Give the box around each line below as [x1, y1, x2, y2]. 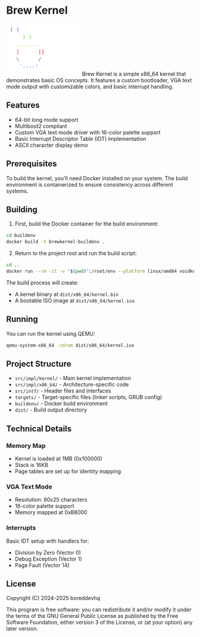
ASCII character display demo [14, 141, 88, 149]
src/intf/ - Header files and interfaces [14, 387, 111, 394]
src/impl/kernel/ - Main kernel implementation [14, 375, 132, 382]
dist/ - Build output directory [14, 406, 87, 413]
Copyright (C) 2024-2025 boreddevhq [6, 595, 101, 602]
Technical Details [6, 423, 72, 434]
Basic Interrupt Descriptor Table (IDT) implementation [14, 135, 146, 142]
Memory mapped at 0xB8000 [14, 509, 87, 516]
